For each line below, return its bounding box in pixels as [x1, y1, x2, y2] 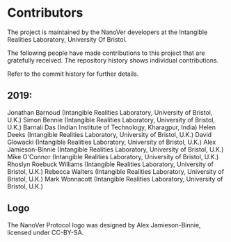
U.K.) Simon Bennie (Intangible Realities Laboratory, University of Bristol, [7, 115, 216, 124]
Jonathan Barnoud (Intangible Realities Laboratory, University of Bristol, [7, 108, 213, 116]
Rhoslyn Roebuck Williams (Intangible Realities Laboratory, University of [7, 160, 214, 168]
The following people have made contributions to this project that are [7, 49, 205, 57]
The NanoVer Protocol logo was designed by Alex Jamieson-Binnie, [7, 220, 201, 229]
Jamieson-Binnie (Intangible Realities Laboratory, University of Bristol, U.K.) [7, 145, 224, 154]
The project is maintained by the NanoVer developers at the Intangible [7, 28, 208, 36]
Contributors [7, 5, 83, 21]
